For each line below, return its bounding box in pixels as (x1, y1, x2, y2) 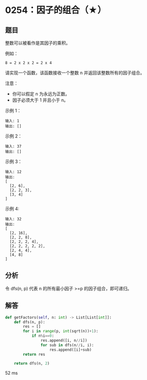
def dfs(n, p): (14, 319, 46, 324)
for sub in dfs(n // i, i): (40, 342, 94, 348)
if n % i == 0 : (31, 333, 54, 338)
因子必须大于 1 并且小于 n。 (12, 97, 68, 103)
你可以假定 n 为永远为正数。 (12, 91, 70, 97)
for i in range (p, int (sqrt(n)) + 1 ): (23, 329, 98, 334)
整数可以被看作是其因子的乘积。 (5, 40, 70, 46)
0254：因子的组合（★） (5, 4, 106, 16)
